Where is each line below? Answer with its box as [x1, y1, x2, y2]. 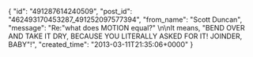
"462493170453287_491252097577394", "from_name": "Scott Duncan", [8, 15, 243, 24]
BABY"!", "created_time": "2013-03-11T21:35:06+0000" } [8, 40, 194, 49]
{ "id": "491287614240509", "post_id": [8, 7, 133, 16]
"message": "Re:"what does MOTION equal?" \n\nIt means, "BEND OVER [8, 23, 245, 32]
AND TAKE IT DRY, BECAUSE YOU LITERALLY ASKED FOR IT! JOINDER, [8, 31, 243, 41]
